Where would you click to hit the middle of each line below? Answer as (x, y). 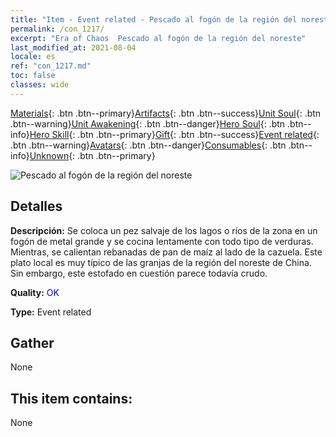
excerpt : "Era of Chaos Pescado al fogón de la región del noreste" (158, 38)
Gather (32, 342)
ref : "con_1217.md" (51, 66)
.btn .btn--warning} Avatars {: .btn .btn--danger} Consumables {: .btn (148, 145)
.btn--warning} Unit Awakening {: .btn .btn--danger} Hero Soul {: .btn (148, 123)
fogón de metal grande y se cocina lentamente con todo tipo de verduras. (162, 241)
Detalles (36, 206)
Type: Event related (51, 312)
